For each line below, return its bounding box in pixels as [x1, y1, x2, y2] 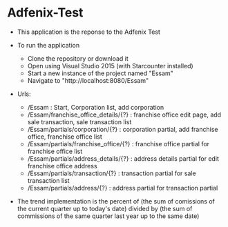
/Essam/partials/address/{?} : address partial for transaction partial [27, 184, 218, 192]
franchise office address [27, 161, 98, 170]
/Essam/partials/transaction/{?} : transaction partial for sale [27, 169, 196, 177]
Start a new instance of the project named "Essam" [27, 69, 174, 77]
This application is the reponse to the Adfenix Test [17, 28, 161, 36]
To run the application [17, 41, 80, 49]
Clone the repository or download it [27, 54, 129, 63]
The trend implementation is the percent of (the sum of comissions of [17, 197, 216, 205]
